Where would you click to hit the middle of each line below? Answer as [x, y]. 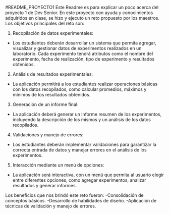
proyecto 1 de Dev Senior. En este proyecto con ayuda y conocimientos [79, 13]
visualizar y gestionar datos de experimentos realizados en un [77, 48]
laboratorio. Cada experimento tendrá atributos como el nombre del [83, 54]
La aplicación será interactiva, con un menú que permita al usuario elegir [88, 175]
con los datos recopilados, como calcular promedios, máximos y [79, 89]
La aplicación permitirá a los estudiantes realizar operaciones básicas [85, 84]
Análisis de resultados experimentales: [53, 74]
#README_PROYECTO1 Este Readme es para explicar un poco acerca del [82, 7]
